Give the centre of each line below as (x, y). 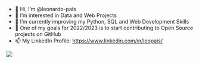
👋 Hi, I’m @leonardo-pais (45, 9)
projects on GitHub (38, 34)
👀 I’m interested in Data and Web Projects (66, 15)
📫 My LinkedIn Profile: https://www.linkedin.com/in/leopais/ (88, 41)
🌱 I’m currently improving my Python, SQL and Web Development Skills (102, 21)
